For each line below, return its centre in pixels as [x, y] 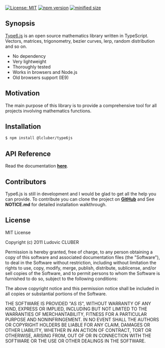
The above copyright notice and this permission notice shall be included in [82, 288]
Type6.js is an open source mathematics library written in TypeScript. [77, 36]
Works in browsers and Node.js [45, 72]
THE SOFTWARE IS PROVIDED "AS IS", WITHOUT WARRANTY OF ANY [78, 303]
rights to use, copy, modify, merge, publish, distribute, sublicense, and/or [81, 268]
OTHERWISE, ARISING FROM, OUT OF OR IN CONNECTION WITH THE [78, 335]
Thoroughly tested [32, 67]
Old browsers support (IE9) [41, 77]
